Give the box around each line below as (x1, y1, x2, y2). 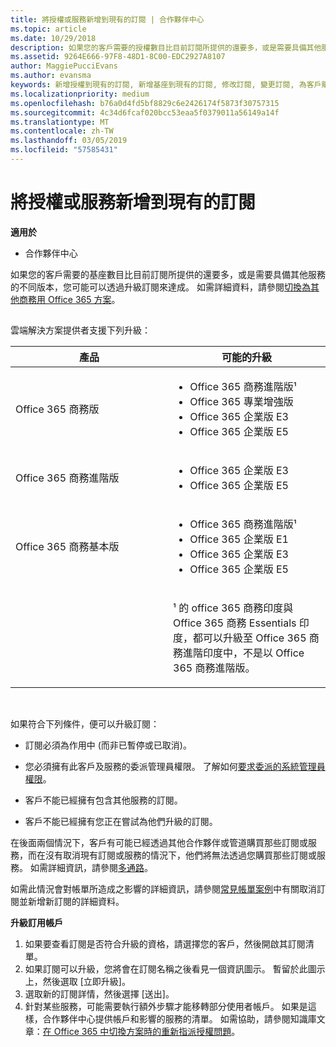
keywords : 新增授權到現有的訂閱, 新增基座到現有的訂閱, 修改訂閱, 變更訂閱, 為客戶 (10, 80, 322, 90)
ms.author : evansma (10, 71, 92, 81)
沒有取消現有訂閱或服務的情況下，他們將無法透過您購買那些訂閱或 (44, 849, 317, 861)
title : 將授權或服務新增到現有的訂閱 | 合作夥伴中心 (10, 14, 205, 25)
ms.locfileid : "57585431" (10, 145, 118, 155)
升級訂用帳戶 (10, 917, 63, 929)
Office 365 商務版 (15, 402, 100, 416)
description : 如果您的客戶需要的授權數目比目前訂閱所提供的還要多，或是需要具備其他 (10, 42, 322, 53)
